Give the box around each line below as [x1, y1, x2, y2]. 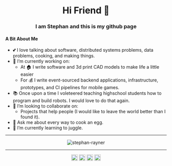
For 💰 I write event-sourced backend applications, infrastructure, [20, 77, 159, 84]
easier [20, 71, 34, 77]
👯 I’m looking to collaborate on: [12, 103, 78, 109]
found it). [20, 114, 40, 120]
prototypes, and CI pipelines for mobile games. [20, 85, 119, 91]
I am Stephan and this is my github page [35, 23, 137, 30]
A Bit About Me [5, 35, 38, 42]
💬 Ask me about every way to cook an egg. [12, 119, 104, 126]
